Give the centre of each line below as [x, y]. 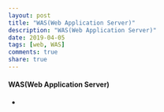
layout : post [30, 15]
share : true [28, 60]
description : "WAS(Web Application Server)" [82, 30]
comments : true [33, 52]
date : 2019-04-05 [37, 37]
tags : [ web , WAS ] [37, 45]
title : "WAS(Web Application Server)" [72, 23]
